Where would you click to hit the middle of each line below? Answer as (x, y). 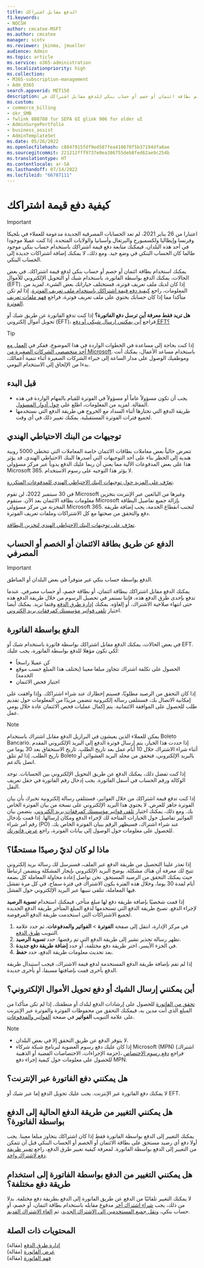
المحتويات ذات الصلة (41, 1230)
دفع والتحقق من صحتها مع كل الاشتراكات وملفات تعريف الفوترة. (79, 513)
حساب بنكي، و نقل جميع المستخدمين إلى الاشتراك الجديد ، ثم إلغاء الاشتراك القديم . (98, 1212)
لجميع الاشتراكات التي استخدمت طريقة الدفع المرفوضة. (70, 914)
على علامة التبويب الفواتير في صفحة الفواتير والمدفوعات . (71, 1017)
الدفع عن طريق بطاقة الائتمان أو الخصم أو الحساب (90, 544)
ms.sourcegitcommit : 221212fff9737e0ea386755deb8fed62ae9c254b (88, 153)
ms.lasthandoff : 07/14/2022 (42, 170)
